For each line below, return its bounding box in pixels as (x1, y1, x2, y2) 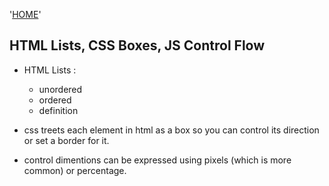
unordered (38, 83, 83, 95)
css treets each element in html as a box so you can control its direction (23, 124, 320, 136)
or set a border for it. (23, 134, 110, 146)
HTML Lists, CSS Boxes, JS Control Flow (9, 37, 266, 54)
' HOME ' (9, 9, 42, 20)
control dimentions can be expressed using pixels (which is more (23, 154, 292, 166)
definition (38, 104, 79, 116)
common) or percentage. (23, 164, 127, 176)
